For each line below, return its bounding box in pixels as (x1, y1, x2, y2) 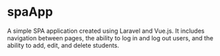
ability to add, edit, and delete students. (7, 41, 120, 49)
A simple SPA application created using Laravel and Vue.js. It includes (7, 27, 205, 35)
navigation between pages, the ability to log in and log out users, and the (7, 33, 214, 42)
